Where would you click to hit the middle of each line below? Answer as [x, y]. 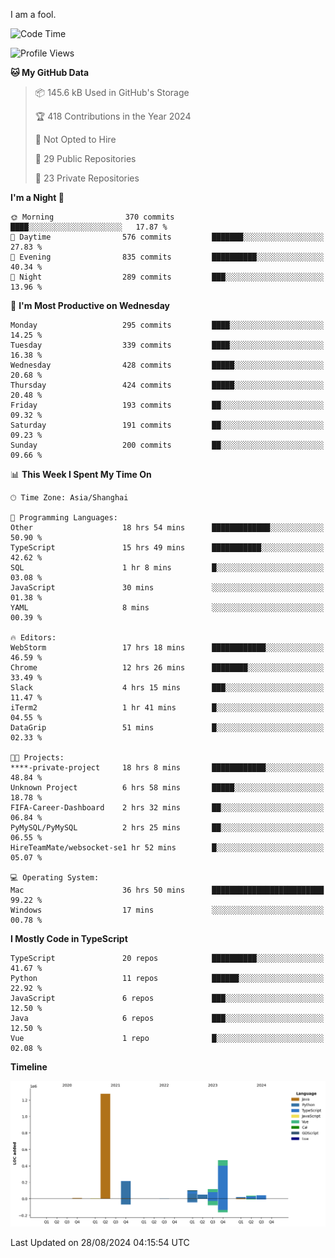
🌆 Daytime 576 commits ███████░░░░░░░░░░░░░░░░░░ [167, 237]
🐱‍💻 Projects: [37, 758]
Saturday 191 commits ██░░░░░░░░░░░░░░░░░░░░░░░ [167, 425]
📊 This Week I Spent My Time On [81, 474]
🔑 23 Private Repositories [87, 178]
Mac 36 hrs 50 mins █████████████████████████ [167, 890]
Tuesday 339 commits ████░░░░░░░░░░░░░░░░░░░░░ [167, 345]
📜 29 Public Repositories [85, 158]
